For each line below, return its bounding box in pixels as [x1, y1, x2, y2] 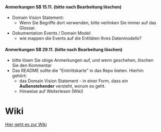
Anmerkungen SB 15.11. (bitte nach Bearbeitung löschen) [5, 4, 122, 10]
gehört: [12, 73, 27, 79]
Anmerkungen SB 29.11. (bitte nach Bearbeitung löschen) [5, 46, 123, 52]
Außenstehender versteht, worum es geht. [19, 83, 106, 89]
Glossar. [19, 25, 36, 31]
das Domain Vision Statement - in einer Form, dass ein [19, 78, 129, 84]
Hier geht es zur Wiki [5, 122, 47, 128]
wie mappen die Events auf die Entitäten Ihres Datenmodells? [19, 36, 142, 41]
